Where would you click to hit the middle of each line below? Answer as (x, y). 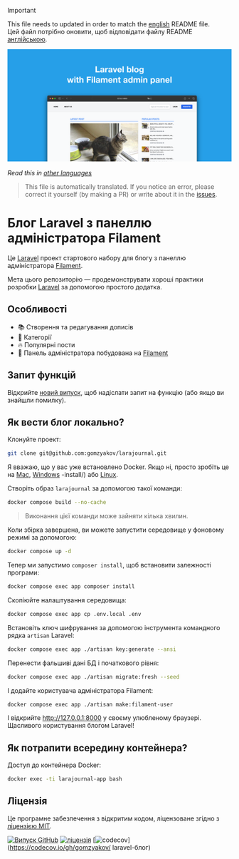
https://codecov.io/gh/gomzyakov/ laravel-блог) (80, 847)
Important (22, 10)
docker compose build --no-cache (57, 503)
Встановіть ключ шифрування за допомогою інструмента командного (114, 627)
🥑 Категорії (34, 337)
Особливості (37, 309)
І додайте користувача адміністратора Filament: (80, 690)
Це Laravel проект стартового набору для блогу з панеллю (97, 258)
